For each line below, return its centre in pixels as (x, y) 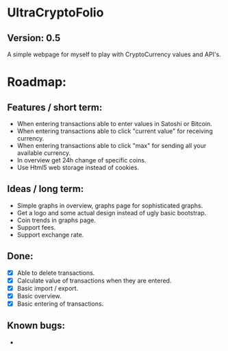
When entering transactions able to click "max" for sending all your (112, 146)
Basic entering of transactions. (60, 304)
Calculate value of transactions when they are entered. (94, 280)
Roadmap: (37, 82)
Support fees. (36, 227)
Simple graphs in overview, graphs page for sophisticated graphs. (110, 205)
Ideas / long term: (46, 189)
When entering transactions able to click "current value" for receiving (115, 131)
